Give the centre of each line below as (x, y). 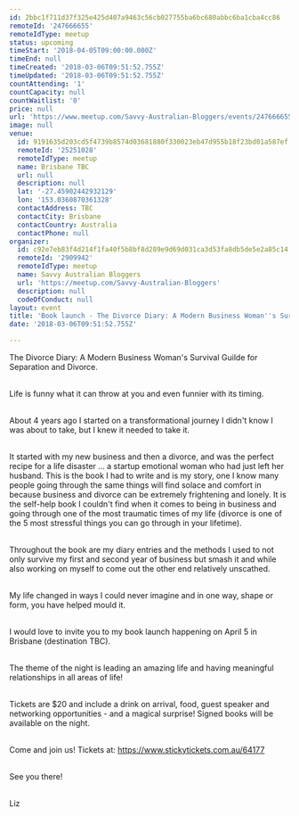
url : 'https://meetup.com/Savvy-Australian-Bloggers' (119, 283)
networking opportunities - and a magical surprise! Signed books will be (141, 713)
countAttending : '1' (48, 84)
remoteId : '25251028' (57, 150)
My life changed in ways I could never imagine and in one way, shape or (141, 595)
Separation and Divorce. (53, 367)
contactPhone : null (53, 233)
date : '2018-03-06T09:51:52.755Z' (73, 325)
